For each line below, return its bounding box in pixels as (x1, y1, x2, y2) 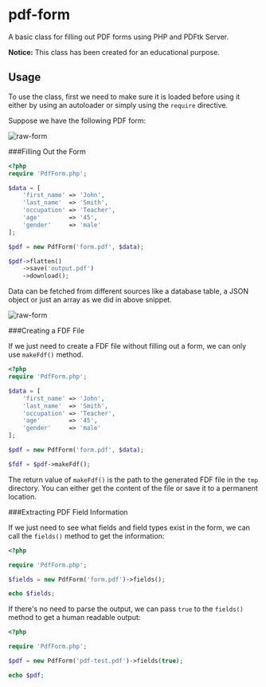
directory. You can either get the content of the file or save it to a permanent (8, 483, 259, 492)
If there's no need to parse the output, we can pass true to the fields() (8, 604, 244, 614)
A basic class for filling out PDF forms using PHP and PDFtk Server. (8, 32, 229, 41)
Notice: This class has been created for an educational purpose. (8, 47, 221, 57)
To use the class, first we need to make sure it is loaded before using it (8, 92, 241, 101)
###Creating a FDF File (8, 326, 85, 336)
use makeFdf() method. (8, 349, 84, 360)
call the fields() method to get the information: (8, 531, 165, 540)
